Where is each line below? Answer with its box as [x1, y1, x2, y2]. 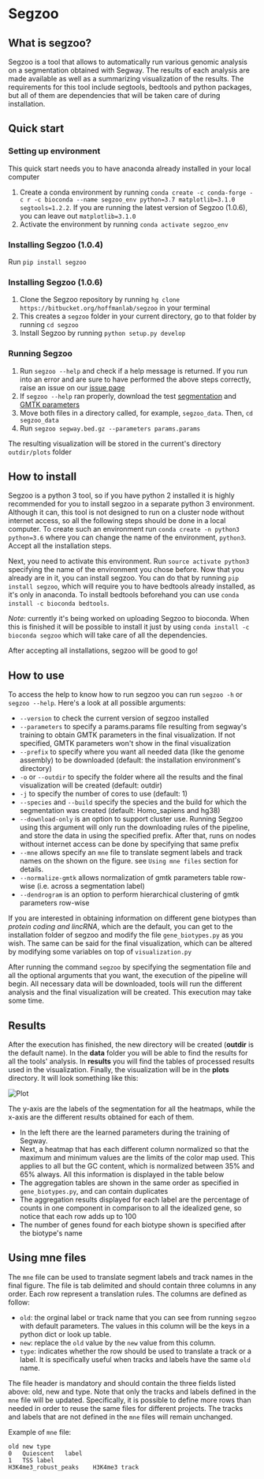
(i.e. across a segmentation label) [36, 882, 146, 891]
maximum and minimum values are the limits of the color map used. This [19, 1153, 255, 1162]
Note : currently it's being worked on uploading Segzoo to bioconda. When [8, 614, 250, 623]
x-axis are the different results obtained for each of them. [8, 1112, 195, 1122]
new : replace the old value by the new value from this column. [19, 1338, 217, 1347]
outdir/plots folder [8, 447, 73, 457]
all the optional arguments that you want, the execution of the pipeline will [8, 971, 248, 980]
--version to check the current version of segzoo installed [19, 713, 210, 723]
